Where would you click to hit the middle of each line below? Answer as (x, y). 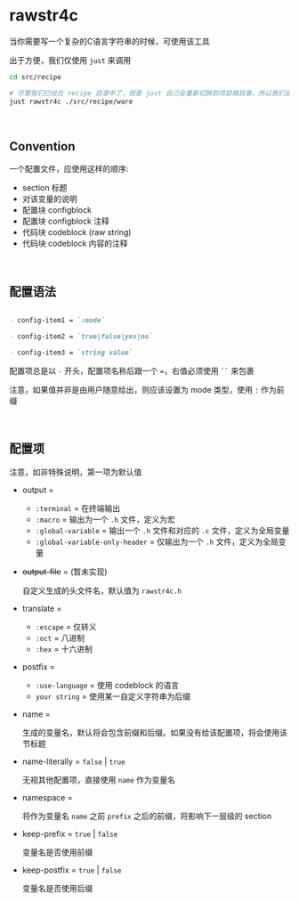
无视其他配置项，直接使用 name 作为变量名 (99, 779)
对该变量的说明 (49, 199)
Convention (42, 146)
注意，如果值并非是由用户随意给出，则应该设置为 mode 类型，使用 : (134, 389)
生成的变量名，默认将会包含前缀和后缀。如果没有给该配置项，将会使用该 (154, 732)
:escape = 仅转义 (66, 626)
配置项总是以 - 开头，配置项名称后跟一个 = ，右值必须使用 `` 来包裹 (132, 370)
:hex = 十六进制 (64, 649)
